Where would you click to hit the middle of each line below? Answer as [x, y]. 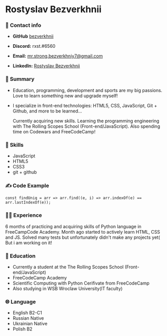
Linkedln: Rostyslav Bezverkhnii [46, 66]
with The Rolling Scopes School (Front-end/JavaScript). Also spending [86, 126]
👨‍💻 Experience [24, 215]
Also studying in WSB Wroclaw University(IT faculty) [68, 288]
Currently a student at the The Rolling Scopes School [68, 267]
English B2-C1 [27, 313]
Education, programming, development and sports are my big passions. [87, 90]
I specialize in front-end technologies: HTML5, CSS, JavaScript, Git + [85, 105]
